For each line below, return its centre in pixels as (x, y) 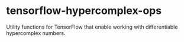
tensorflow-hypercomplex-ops (84, 11)
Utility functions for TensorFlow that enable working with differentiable (92, 27)
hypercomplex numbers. (36, 33)
